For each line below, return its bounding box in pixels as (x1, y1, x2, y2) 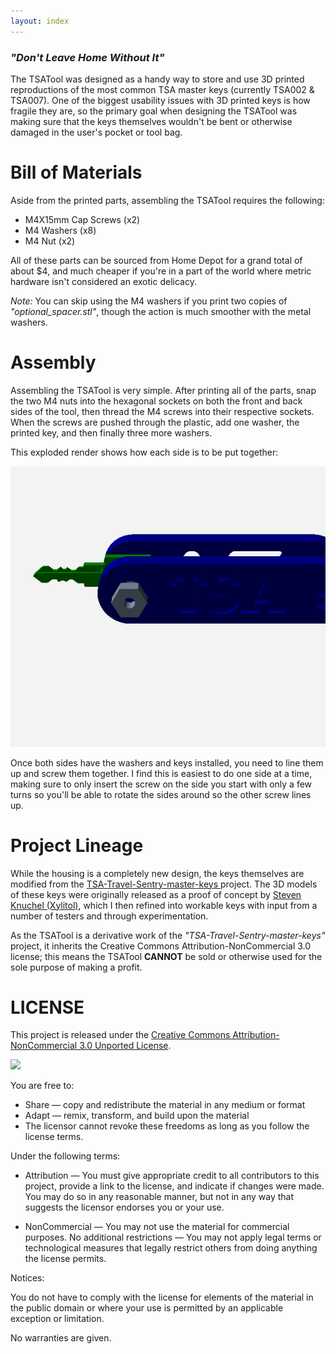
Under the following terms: (10, 1150, 121, 1162)
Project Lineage (10, 834, 144, 857)
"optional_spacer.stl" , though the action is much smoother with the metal (10, 305, 312, 317)
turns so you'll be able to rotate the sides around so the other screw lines (10, 788, 312, 800)
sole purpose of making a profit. (10, 961, 143, 973)
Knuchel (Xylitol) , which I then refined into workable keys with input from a (10, 899, 318, 911)
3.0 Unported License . (79, 1040, 172, 1052)
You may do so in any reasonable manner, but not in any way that (24, 1191, 294, 1203)
